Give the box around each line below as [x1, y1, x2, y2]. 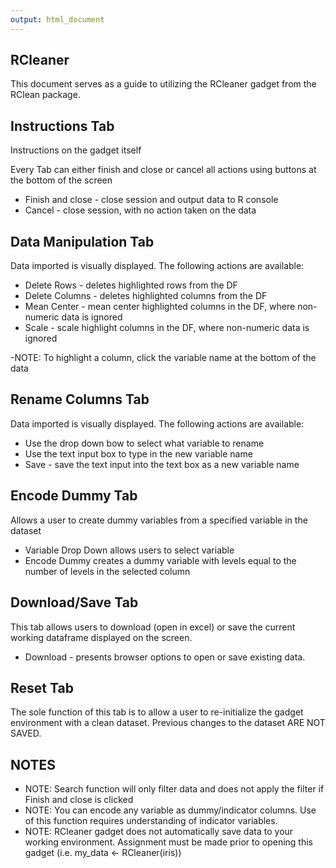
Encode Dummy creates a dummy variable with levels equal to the [24, 554, 297, 566]
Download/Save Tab [10, 594, 139, 611]
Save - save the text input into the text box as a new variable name [24, 458, 300, 470]
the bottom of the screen [10, 174, 113, 186]
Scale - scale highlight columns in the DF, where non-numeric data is [24, 322, 310, 334]
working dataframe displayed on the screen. [10, 631, 193, 643]
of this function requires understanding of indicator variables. [24, 815, 278, 827]
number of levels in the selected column [24, 565, 191, 577]
